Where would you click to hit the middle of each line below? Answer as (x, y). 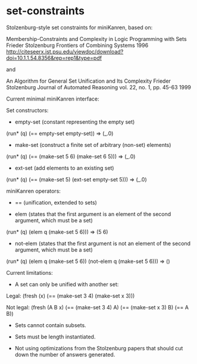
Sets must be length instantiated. (55, 337)
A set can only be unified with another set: (67, 284)
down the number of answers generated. (65, 354)
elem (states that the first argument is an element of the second (93, 214)
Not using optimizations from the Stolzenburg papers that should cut (99, 348)
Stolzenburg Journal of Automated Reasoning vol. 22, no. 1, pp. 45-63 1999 (99, 87)
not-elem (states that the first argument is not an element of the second (103, 243)
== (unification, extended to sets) (56, 202)
